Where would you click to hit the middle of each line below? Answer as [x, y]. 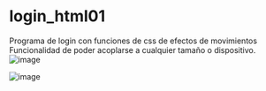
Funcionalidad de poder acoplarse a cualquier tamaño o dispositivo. [133, 49]
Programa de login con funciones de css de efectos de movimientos [133, 41]
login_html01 [57, 16]
